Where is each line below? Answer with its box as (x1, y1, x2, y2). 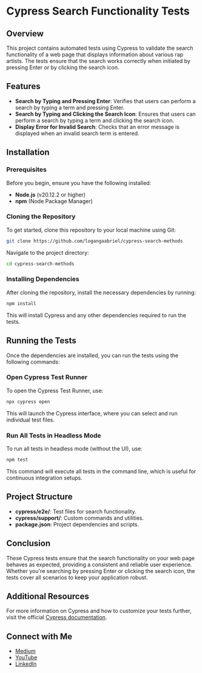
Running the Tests (6, 335, 77, 346)
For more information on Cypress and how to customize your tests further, (6, 608, 192, 615)
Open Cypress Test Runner (6, 373, 88, 381)
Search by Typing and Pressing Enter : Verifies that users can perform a (15, 97, 196, 104)
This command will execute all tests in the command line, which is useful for (6, 467, 197, 475)
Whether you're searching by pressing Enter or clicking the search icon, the (6, 567, 195, 574)
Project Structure (6, 492, 73, 502)
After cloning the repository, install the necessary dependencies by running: (6, 289, 196, 296)
